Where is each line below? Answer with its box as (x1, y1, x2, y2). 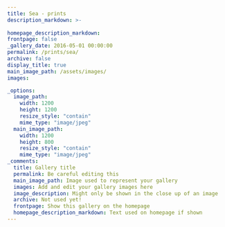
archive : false (7, 55, 51, 62)
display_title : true (7, 62, 67, 69)
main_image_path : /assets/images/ (7, 68, 107, 75)
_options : (7, 87, 36, 94)
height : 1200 (19, 107, 57, 113)
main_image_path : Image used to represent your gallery (13, 177, 178, 184)
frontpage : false (7, 36, 57, 43)
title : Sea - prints (7, 10, 67, 17)
